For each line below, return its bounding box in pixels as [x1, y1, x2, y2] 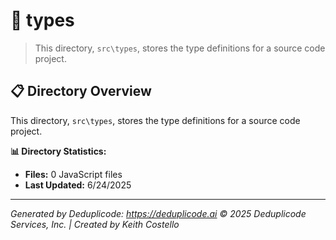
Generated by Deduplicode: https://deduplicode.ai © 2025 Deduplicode [10, 207, 307, 219]
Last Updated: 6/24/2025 [24, 179, 132, 191]
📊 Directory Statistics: [10, 145, 107, 157]
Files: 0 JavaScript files [24, 168, 123, 180]
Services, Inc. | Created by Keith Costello [10, 218, 180, 230]
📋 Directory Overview [10, 83, 152, 100]
